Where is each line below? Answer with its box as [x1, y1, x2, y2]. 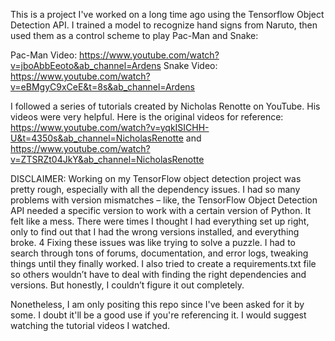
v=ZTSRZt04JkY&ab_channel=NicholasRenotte [10, 154, 205, 165]
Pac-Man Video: [10, 49, 78, 61]
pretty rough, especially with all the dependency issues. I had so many [10, 184, 301, 195]
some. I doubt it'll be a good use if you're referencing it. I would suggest [10, 309, 307, 321]
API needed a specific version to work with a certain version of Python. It [10, 205, 312, 216]
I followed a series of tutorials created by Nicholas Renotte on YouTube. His [10, 100, 321, 112]
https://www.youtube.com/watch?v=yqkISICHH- [10, 122, 210, 133]
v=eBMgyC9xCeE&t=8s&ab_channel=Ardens [10, 81, 195, 93]
